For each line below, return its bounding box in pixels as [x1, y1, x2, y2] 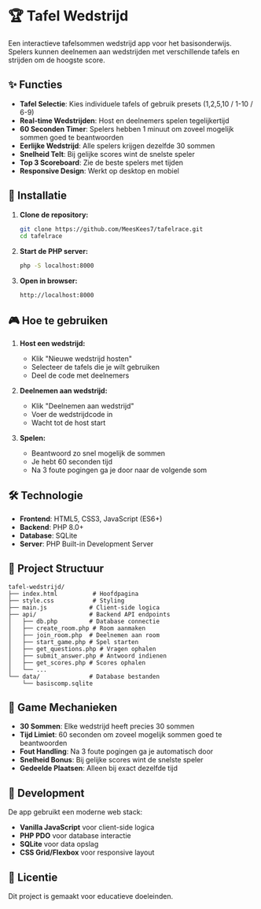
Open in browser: [19, 276, 78, 285]
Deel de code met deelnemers [31, 371, 130, 380]
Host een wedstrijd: [19, 339, 86, 348]
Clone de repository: [19, 210, 89, 219]
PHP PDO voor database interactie [19, 831, 131, 840]
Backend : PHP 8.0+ [19, 522, 84, 531]
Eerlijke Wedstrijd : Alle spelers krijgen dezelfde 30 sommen [19, 140, 215, 151]
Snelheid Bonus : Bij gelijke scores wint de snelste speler [19, 755, 204, 765]
